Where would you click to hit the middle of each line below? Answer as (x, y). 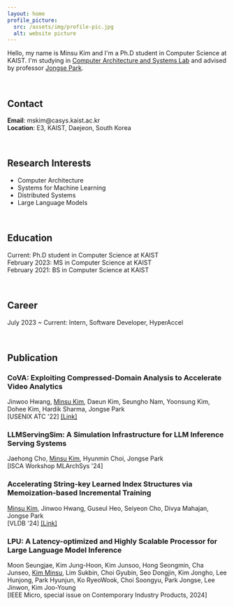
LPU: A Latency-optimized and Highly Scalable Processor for (112, 541)
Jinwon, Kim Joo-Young (42, 588)
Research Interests (49, 163)
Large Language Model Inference (65, 550)
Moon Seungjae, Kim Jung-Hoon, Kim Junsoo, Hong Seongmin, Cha (105, 565)
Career (23, 305)
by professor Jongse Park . (45, 68)
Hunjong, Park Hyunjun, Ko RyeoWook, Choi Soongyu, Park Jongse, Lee (111, 580)
